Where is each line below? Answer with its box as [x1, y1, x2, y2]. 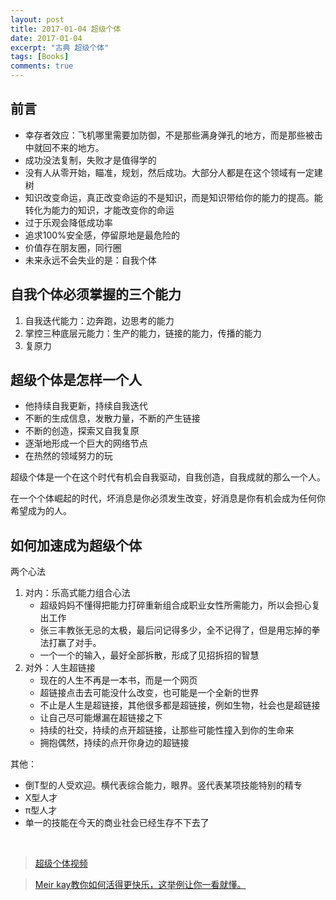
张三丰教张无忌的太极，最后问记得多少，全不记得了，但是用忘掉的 [39, 624, 312, 636]
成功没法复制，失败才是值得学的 [24, 154, 157, 166]
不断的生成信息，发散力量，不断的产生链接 [24, 412, 201, 425]
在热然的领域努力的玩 [24, 450, 113, 462]
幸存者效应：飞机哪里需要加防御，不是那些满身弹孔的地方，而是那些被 [24, 129, 315, 141]
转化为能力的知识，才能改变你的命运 [24, 204, 175, 216]
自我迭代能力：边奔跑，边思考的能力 [24, 314, 175, 326]
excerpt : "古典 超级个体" [10, 42, 110, 53]
